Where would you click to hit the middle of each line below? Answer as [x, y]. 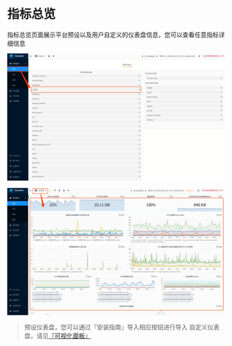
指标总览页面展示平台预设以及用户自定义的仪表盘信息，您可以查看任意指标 [113, 35]
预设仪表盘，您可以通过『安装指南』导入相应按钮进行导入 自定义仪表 [122, 327]
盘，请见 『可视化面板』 [57, 336]
